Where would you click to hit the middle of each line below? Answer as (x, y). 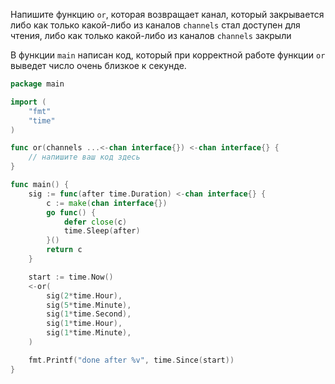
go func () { (71, 212)
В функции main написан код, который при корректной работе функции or (168, 55)
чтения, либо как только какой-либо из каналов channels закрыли (151, 35)
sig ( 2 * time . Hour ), (84, 295)
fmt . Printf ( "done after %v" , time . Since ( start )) (131, 360)
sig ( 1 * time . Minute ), (89, 333)
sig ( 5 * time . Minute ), (89, 305)
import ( (28, 102)
